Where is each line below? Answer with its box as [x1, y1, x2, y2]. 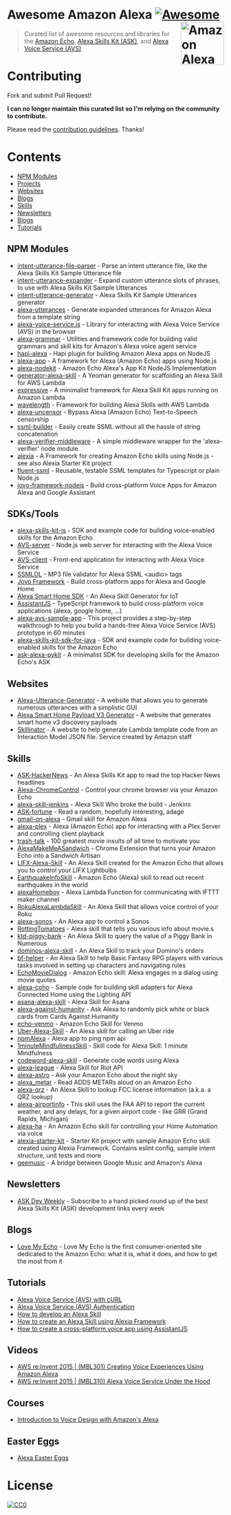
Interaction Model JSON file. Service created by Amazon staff [16, 733, 192, 741]
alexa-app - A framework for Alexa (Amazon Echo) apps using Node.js [16, 357, 217, 365]
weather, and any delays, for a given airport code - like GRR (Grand [16, 1108, 208, 1116]
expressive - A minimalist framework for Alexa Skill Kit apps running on [16, 385, 219, 394]
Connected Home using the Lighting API [16, 990, 131, 999]
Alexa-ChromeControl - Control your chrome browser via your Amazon [16, 785, 218, 794]
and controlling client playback [16, 829, 104, 838]
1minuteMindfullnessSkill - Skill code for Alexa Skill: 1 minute [16, 1041, 188, 1050]
